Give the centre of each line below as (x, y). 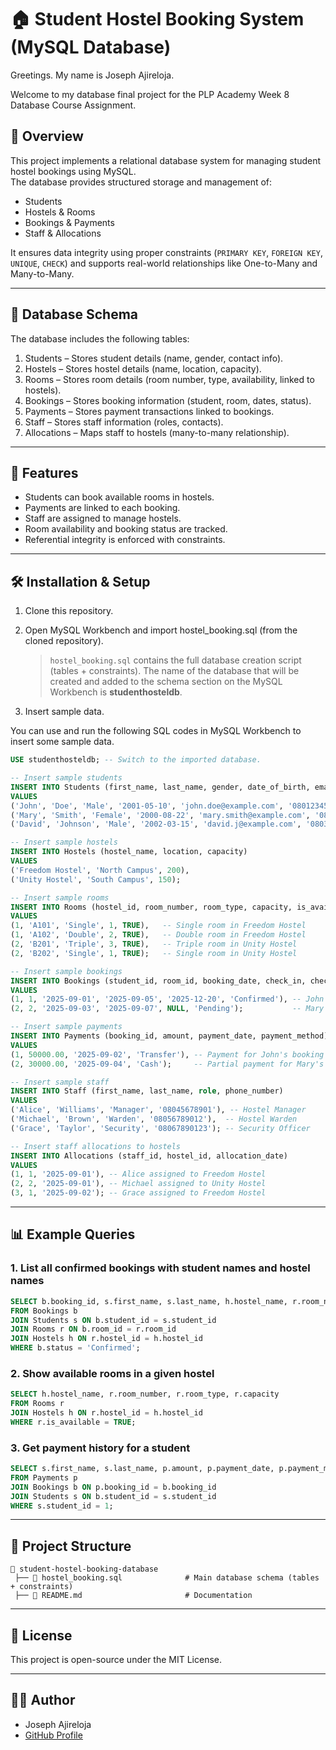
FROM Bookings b (44, 1311)
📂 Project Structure (71, 1546)
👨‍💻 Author (43, 1700)
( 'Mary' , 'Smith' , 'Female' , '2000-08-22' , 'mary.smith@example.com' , (160, 815)
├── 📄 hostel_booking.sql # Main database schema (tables (167, 1578)
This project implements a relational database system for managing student (166, 160)
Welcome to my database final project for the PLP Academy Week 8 (150, 94)
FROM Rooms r (37, 1404)
